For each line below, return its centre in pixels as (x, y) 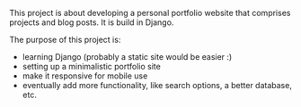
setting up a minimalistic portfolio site (92, 66)
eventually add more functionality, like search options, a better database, (157, 85)
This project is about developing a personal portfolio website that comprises (150, 13)
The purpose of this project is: (65, 40)
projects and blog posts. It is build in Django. (92, 22)
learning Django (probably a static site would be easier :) (127, 57)
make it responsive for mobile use (85, 76)
